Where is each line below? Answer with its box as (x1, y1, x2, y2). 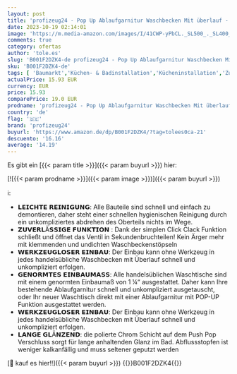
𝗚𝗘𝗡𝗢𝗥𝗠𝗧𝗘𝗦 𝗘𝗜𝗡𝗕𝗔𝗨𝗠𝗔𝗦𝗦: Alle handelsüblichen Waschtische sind (17, 270, 227, 279)
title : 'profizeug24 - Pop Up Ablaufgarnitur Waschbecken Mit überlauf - (7, 17, 229, 24)
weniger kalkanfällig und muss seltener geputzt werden (17, 345, 179, 354)
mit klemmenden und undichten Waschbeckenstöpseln (17, 241, 178, 249)
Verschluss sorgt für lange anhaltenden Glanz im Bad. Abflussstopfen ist (17, 338, 229, 346)
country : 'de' (7, 109, 49, 116)
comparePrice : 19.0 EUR (7, 96, 78, 103)
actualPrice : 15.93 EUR (7, 76, 78, 83)
